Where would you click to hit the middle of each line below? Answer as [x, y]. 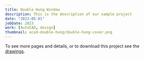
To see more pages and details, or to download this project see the [72, 46]
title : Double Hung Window [32, 10]
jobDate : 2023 [20, 23]
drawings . [15, 51]
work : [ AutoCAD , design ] [30, 28]
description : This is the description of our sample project [69, 14]
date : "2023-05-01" [25, 19]
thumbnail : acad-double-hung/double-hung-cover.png [59, 32]
